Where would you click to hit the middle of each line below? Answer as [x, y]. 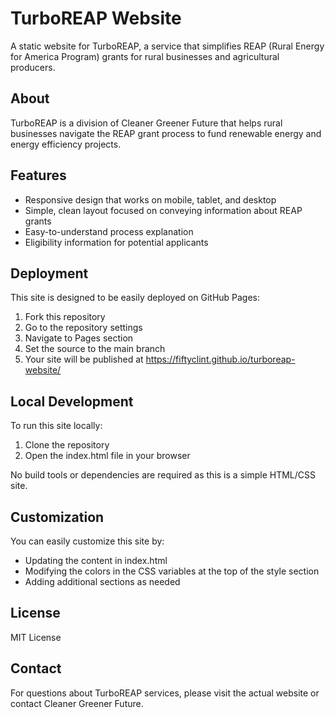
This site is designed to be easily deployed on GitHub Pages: [135, 298]
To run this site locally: [56, 426]
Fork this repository [65, 317]
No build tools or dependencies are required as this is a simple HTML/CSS [163, 475]
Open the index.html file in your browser [107, 456]
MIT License [36, 637]
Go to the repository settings [83, 328]
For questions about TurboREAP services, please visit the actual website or [165, 693]
